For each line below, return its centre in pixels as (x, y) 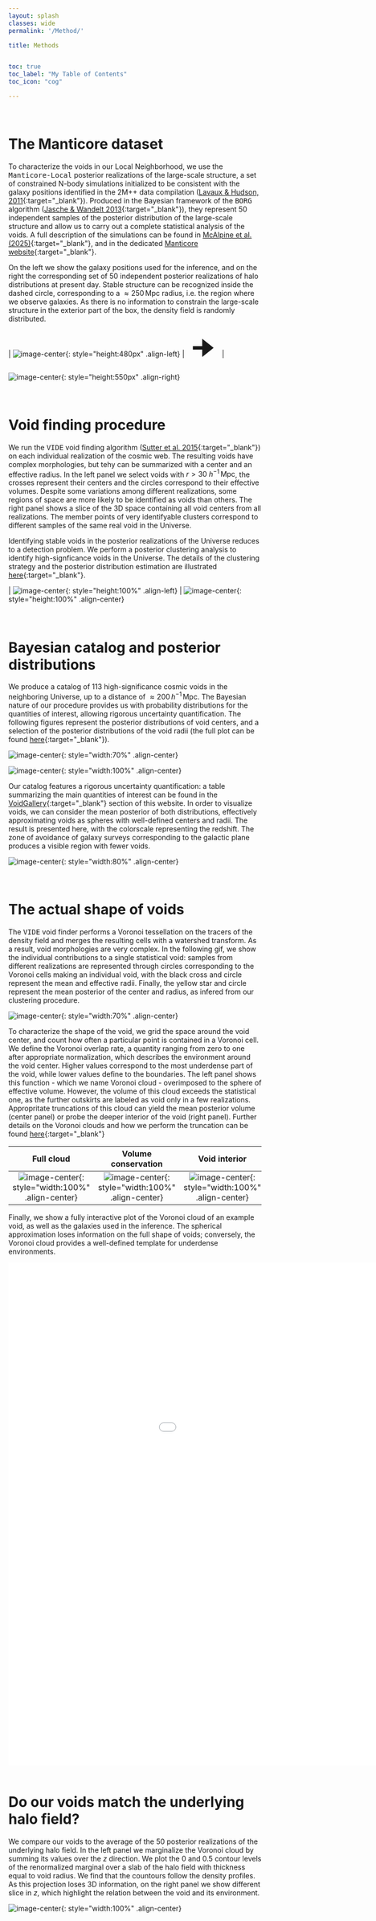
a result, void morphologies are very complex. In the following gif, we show (133, 949)
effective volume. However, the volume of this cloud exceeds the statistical (132, 1091)
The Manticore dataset (86, 144)
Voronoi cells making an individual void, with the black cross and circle (125, 975)
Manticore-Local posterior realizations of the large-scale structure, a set (133, 174)
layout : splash (34, 16)
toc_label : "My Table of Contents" (68, 74)
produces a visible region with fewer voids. (80, 846)
